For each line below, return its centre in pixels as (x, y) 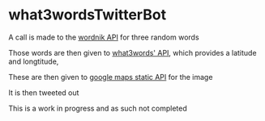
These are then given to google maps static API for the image (111, 77)
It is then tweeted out (44, 92)
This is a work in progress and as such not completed (98, 108)
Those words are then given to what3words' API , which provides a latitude (132, 52)
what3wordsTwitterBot (88, 15)
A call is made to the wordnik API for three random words (104, 37)
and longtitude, (34, 61)
